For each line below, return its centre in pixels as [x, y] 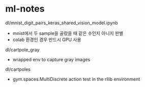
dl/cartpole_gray [22, 50]
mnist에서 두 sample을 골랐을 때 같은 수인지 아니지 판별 [68, 33]
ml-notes [25, 9]
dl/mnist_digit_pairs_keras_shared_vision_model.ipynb [62, 23]
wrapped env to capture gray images [51, 59]
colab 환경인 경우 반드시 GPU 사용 [47, 39]
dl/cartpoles [18, 69]
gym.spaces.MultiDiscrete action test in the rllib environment [76, 79]
